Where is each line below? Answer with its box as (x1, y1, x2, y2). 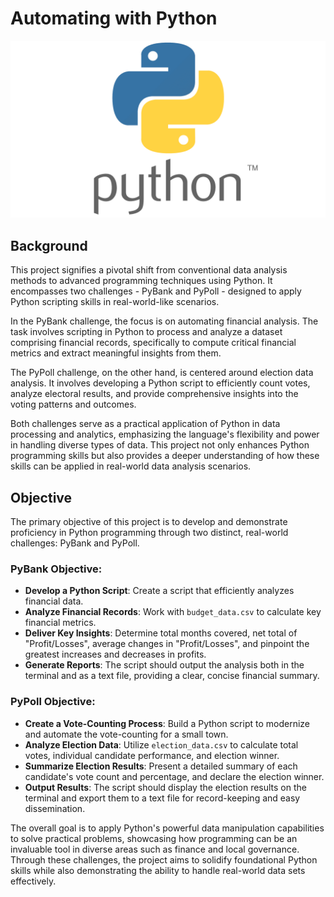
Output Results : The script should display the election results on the (24, 781, 307, 793)
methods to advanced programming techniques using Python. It (10, 275, 273, 287)
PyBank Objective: (10, 562, 103, 576)
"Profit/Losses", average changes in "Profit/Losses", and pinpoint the (24, 638, 310, 650)
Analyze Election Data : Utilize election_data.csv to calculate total (24, 738, 299, 751)
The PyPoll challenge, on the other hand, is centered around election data (10, 367, 314, 379)
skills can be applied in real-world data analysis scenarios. (10, 460, 252, 472)
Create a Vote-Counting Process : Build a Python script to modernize (24, 717, 310, 729)
